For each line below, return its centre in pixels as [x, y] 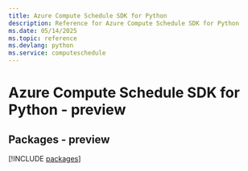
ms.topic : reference [43, 38]
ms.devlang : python [41, 46]
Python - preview [67, 110]
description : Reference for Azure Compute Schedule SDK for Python [124, 23]
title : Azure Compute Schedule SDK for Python [88, 16]
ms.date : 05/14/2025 [43, 31]
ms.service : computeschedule [57, 53]
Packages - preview [59, 139]
